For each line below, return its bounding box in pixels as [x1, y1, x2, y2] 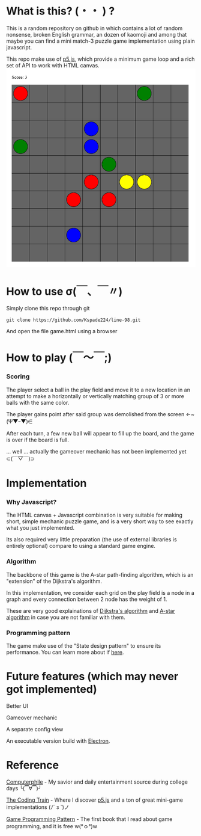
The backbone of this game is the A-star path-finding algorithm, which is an [6, 571, 194, 578]
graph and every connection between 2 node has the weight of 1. [6, 595, 167, 603]
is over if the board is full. [6, 436, 69, 443]
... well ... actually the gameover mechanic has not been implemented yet [6, 447, 187, 455]
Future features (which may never [6, 670, 179, 683]
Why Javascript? [6, 497, 57, 506]
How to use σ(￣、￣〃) [6, 284, 123, 298]
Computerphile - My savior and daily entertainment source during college [6, 778, 188, 785]
